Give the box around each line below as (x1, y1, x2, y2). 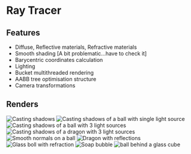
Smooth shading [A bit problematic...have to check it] (14, 50, 147, 57)
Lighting (14, 63, 35, 70)
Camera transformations (14, 82, 76, 89)
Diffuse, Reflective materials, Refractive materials (14, 43, 137, 51)
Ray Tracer (6, 4, 62, 17)
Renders (6, 99, 39, 109)
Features (6, 28, 40, 38)
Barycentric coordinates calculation (14, 57, 103, 63)
